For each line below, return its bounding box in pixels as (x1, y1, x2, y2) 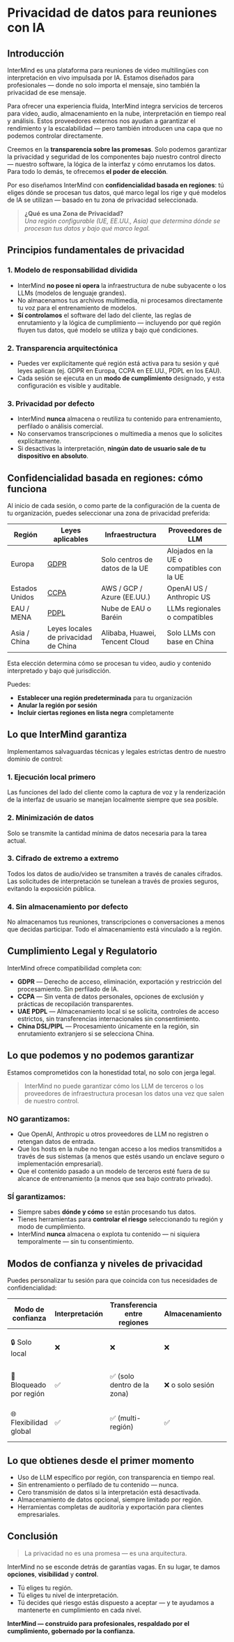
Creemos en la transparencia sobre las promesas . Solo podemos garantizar (7, 145, 227, 153)
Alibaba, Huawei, (100, 628, 157, 638)
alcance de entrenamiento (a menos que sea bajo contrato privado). (17, 1175, 213, 1183)
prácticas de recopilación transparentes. (17, 999, 134, 1008)
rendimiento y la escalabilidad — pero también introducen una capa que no (7, 124, 223, 132)
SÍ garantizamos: (7, 1191, 66, 1201)
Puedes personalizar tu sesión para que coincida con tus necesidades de (7, 1277, 218, 1285)
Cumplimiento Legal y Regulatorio (7, 945, 158, 957)
